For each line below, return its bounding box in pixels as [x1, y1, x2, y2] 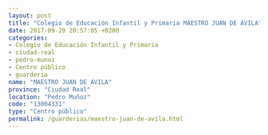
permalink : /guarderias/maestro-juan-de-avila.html [8, 115, 183, 123]
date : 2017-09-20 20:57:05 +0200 [8, 26, 120, 34]
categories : [8, 33, 48, 42]
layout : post [8, 11, 52, 20]
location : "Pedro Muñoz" [8, 93, 91, 101]
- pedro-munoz [8, 56, 56, 64]
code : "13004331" [8, 100, 66, 108]
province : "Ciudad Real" [8, 85, 91, 94]
